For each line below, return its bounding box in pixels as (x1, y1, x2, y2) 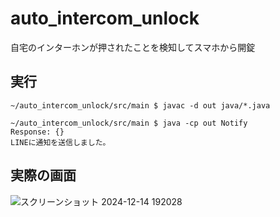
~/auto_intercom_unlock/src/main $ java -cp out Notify (10, 118, 248, 128)
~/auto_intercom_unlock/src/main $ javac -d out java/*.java (10, 100, 271, 111)
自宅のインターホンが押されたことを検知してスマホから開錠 (10, 41, 256, 53)
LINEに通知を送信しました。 (10, 137, 111, 147)
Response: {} (10, 127, 65, 137)
